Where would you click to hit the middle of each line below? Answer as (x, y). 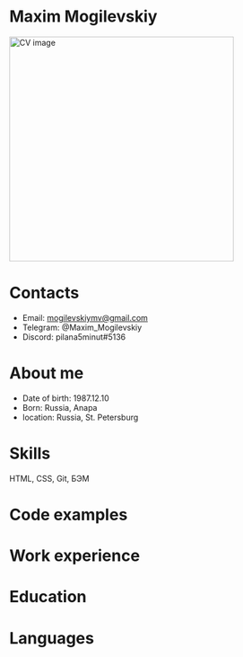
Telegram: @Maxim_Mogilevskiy (82, 327)
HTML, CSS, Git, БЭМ (49, 478)
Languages (52, 638)
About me (47, 373)
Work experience (75, 556)
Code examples (69, 515)
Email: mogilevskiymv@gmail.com (85, 317)
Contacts (44, 293)
